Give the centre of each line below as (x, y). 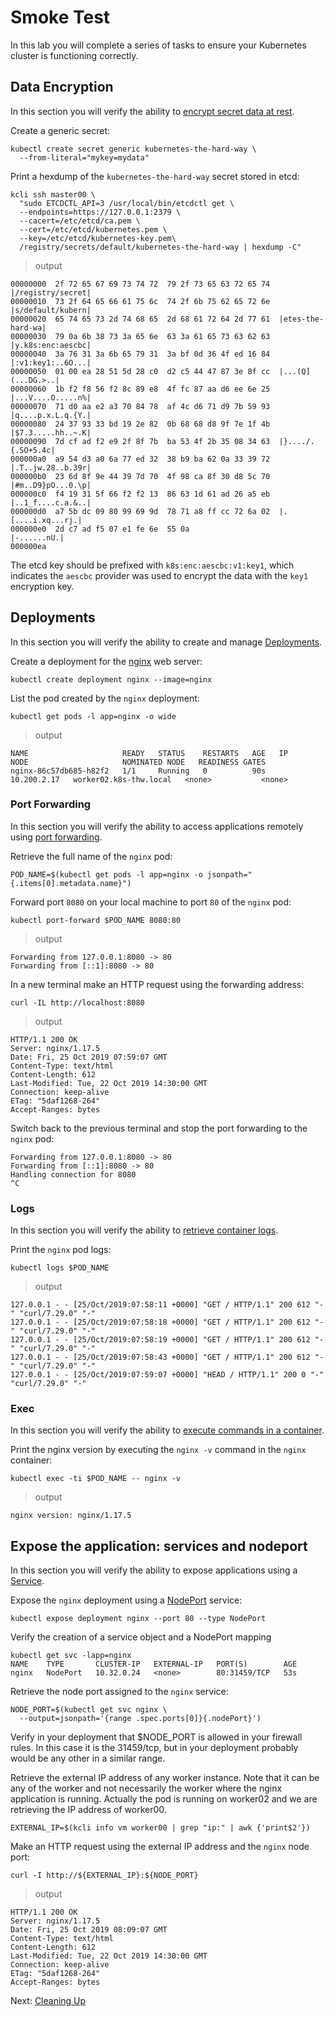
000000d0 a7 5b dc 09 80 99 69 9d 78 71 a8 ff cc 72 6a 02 (140, 511)
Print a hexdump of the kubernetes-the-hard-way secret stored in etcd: (155, 176)
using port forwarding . (56, 837)
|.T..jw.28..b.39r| (51, 467)
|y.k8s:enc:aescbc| (51, 345)
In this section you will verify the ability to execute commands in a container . (167, 1430)
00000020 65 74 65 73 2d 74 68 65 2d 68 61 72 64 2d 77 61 (140, 319)
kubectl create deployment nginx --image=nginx (111, 679)
